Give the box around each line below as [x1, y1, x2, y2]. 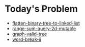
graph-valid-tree [12, 31, 47, 37]
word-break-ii [12, 36, 41, 42]
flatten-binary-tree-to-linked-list [12, 20, 80, 26]
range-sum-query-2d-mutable [12, 25, 76, 31]
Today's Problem [5, 3, 78, 15]
